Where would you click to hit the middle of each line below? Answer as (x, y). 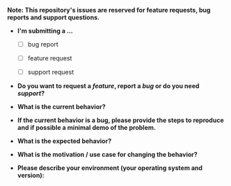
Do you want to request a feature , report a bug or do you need (108, 86)
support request (51, 72)
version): (31, 176)
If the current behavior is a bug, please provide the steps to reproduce (120, 120)
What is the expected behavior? (64, 141)
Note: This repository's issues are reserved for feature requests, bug (109, 10)
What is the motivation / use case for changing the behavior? (107, 155)
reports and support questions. (53, 17)
